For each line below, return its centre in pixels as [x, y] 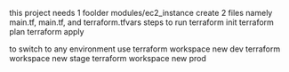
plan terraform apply [47, 32]
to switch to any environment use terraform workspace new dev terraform [145, 49]
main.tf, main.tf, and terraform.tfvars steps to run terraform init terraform [141, 22]
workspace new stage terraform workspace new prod [108, 58]
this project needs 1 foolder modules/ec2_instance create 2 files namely [141, 13]
